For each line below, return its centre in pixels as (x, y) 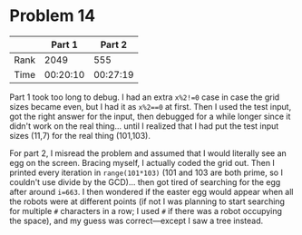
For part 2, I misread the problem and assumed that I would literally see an (148, 153)
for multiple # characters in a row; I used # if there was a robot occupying (146, 211)
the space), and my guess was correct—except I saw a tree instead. (136, 220)
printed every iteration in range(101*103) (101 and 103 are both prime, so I (146, 172)
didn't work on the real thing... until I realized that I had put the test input (144, 126)
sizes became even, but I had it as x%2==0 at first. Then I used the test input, (151, 106)
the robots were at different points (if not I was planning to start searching (147, 201)
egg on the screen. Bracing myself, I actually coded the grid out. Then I (142, 162)
